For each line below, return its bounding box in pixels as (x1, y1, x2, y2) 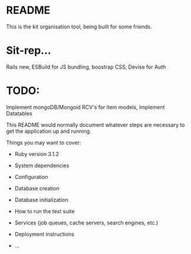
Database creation (14, 184, 60, 192)
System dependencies (14, 162, 70, 169)
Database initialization (14, 196, 69, 203)
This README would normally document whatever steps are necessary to (6, 121, 185, 128)
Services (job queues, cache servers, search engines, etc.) (14, 219, 159, 226)
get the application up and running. (6, 128, 91, 135)
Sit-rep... (6, 44, 51, 57)
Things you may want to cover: (6, 139, 81, 146)
